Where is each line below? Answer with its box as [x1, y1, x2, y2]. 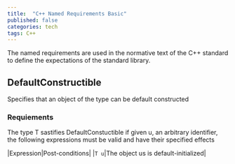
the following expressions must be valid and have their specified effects [7, 135, 215, 144]
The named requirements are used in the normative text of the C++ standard [7, 49, 229, 57]
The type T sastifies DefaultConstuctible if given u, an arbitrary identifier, [7, 128, 218, 137]
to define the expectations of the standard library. [7, 57, 151, 65]
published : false [7, 17, 58, 24]
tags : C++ [7, 29, 36, 37]
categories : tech [7, 23, 58, 30]
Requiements [7, 112, 54, 122]
